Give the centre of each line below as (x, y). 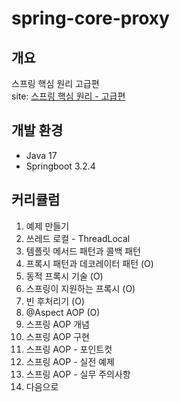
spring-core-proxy (90, 18)
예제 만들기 (47, 226)
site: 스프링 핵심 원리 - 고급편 (68, 96)
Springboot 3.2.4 (60, 166)
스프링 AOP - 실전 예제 (70, 361)
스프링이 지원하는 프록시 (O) (80, 288)
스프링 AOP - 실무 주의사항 (78, 374)
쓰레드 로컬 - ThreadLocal (78, 238)
